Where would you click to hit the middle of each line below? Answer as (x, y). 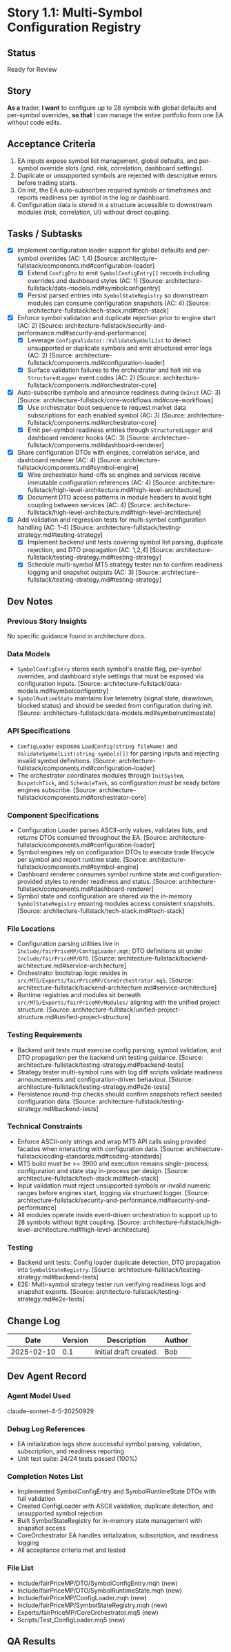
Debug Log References (46, 1428)
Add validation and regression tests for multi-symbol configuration (111, 520)
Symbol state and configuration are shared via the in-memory (104, 896)
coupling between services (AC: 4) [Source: (90, 505)
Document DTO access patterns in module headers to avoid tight (120, 498)
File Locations (31, 928)
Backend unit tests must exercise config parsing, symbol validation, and (119, 1050)
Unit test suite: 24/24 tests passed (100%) (77, 1458)
